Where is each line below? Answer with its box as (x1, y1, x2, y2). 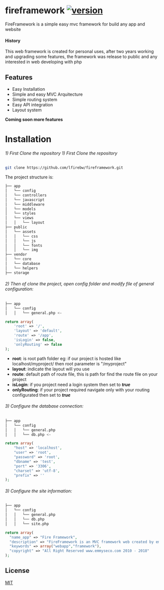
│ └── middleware (5, 202, 45, 207)
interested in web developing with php (5, 59, 82, 65)
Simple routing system (12, 96, 58, 103)
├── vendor (5, 252, 27, 257)
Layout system (12, 107, 42, 113)
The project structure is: (5, 174, 54, 180)
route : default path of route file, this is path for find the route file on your (12, 371, 158, 377)
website (5, 26, 21, 32)
